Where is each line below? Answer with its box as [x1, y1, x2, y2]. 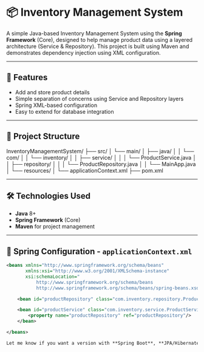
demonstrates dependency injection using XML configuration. [6, 49, 161, 56]
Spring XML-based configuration [15, 102, 98, 109]
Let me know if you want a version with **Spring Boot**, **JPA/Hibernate [6, 340, 200, 346]
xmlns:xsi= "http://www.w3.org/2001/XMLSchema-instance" [25, 268, 170, 274]
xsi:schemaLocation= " [25, 274, 80, 280]
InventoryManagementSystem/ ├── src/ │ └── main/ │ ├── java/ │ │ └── [6, 147, 194, 154]
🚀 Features [6, 72, 48, 83]
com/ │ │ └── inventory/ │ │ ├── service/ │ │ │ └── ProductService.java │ [6, 154, 197, 161]
